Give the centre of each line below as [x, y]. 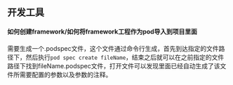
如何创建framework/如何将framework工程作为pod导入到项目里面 [102, 31]
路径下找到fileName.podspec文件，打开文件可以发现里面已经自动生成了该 [114, 65]
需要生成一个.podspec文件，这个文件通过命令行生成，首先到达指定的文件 [113, 48]
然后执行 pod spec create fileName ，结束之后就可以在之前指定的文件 [125, 57]
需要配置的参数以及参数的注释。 [66, 75]
